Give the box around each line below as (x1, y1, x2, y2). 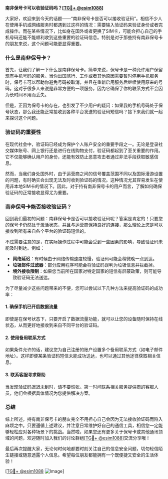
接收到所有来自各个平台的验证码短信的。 (5, 228, 88, 234)
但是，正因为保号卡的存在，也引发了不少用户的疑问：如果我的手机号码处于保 (5, 102, 163, 108)
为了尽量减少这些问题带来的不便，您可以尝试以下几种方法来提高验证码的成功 (5, 285, 163, 291)
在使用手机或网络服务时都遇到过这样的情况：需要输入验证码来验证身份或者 (5, 22, 158, 28)
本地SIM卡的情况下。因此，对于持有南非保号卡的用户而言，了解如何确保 (13, 183, 162, 189)
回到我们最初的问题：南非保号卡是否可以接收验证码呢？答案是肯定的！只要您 (5, 215, 163, 221)
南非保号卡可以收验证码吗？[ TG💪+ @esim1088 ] (5, 5, 104, 11)
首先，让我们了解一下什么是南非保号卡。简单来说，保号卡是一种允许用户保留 (5, 67, 163, 73)
